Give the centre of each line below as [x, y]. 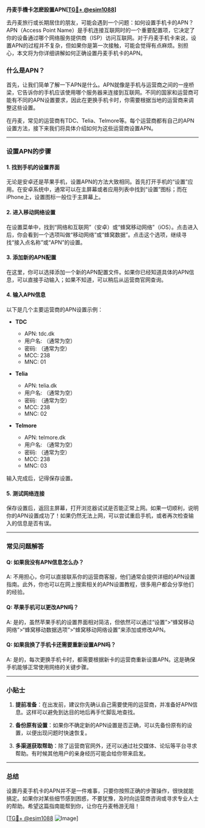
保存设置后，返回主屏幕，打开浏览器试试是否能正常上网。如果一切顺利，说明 [103, 508]
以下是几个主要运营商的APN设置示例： [55, 310]
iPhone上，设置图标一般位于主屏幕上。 [55, 197]
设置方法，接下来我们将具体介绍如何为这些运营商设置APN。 [81, 128]
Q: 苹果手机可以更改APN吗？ [43, 607]
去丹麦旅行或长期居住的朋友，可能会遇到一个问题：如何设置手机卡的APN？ [100, 23]
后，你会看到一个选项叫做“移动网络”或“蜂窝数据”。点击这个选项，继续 [94, 234]
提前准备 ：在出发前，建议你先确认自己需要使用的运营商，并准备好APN [103, 705]
